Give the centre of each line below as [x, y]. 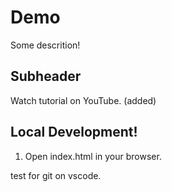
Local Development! [74, 132]
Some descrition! [45, 45]
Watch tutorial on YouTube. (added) [83, 100]
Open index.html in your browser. [93, 156]
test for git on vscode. [56, 175]
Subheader [46, 76]
